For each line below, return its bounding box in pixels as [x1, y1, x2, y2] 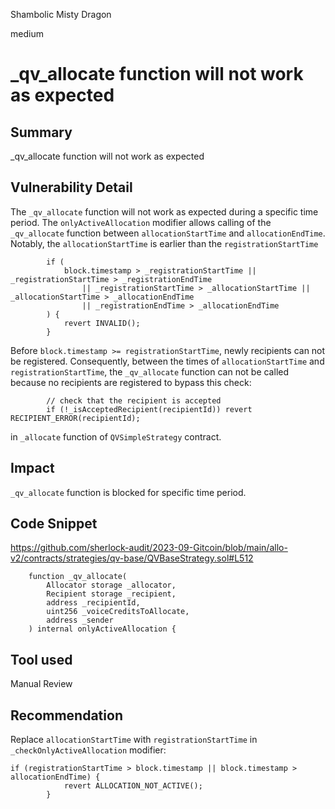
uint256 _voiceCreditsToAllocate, [46, 607, 190, 617]
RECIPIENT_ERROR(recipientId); [10, 413, 141, 423]
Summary [10, 124, 73, 141]
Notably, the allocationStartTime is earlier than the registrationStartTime [10, 237, 319, 249]
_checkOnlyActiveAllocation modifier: [10, 744, 167, 756]
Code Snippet [10, 515, 98, 533]
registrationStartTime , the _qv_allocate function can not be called [10, 365, 290, 378]
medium [10, 28, 44, 39]
